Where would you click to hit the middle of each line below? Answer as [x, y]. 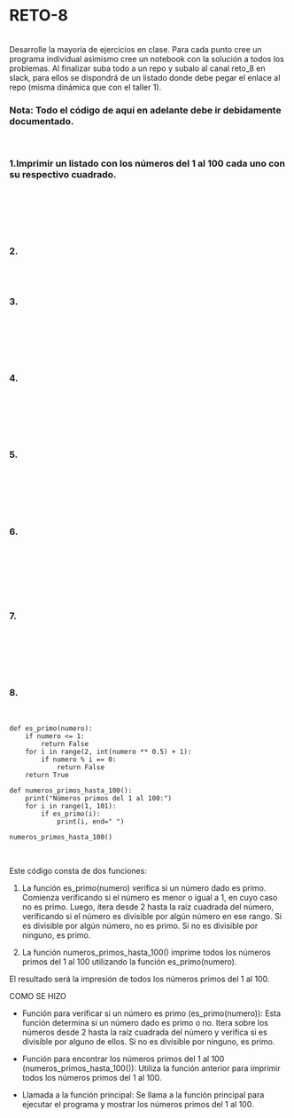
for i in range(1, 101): [71, 806]
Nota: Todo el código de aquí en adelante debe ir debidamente [145, 110]
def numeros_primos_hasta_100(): [71, 791]
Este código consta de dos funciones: [78, 870]
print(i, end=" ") [90, 822]
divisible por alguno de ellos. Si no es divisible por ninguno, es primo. [148, 1041]
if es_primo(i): [71, 814]
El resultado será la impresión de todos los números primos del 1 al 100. [139, 979]
